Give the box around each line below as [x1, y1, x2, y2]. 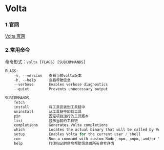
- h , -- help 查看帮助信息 [14, 78, 71, 83]
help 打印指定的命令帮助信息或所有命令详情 [14, 141, 115, 146]
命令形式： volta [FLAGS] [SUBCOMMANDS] [5, 59, 86, 64]
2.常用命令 [5, 47, 30, 54]
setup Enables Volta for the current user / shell [14, 132, 141, 137]
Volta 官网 [5, 33, 25, 39]
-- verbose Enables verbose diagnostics [14, 82, 108, 87]
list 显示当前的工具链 [14, 118, 78, 123]
